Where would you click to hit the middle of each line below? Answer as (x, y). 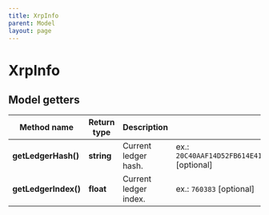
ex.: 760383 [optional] (215, 189)
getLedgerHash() (46, 156)
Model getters (44, 100)
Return (102, 123)
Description (145, 128)
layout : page (30, 30)
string (100, 156)
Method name (46, 128)
